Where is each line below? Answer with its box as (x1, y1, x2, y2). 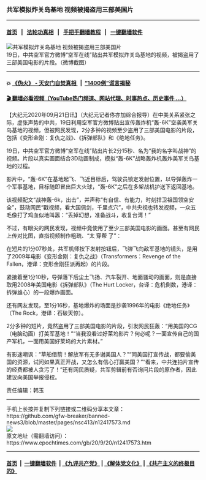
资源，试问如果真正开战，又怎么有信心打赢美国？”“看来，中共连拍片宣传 (17, 358, 199, 366)
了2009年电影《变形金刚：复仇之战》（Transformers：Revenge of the (6, 253, 181, 260)
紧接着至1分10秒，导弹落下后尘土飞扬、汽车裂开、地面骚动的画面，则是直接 (6, 274, 197, 281)
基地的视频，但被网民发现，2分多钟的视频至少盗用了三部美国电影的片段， (11, 127, 198, 134)
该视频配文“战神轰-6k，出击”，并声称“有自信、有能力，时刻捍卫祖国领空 (6, 196, 189, 203)
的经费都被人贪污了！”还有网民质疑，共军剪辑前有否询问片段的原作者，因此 (6, 366, 197, 373)
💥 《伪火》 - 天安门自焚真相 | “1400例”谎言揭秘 (6, 80, 131, 87)
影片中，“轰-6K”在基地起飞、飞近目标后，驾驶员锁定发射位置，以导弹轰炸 (6, 176, 193, 183)
